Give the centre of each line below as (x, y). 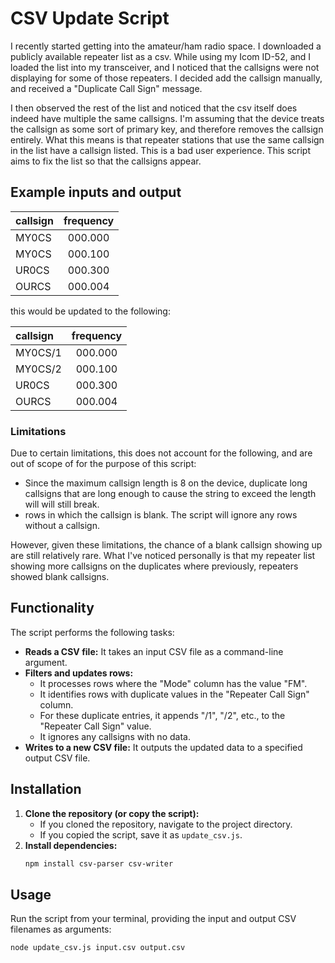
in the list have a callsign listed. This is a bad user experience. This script (160, 150)
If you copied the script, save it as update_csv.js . (141, 834)
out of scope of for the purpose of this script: (103, 464)
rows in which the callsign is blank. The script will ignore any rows (161, 515)
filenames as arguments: (61, 929)
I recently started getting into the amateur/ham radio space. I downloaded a (166, 46)
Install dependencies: (71, 845)
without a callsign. (62, 526)
